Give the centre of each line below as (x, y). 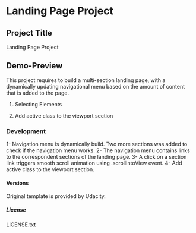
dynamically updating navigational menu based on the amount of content (96, 86)
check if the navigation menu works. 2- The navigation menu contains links (98, 150)
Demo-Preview (34, 66)
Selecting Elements (38, 104)
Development (26, 131)
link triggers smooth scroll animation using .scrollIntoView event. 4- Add (94, 163)
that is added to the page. (38, 93)
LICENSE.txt (21, 225)
